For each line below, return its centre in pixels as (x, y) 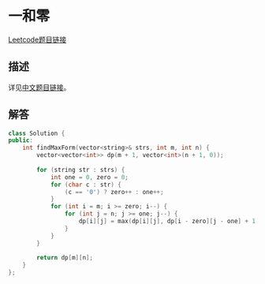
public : (21, 140)
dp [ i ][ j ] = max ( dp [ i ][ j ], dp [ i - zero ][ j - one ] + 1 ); (170, 222)
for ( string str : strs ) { (81, 170)
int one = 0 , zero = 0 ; (89, 177)
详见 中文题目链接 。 (39, 87)
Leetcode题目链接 (37, 39)
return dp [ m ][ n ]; (65, 258)
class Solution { (37, 133)
